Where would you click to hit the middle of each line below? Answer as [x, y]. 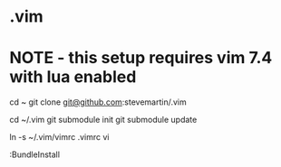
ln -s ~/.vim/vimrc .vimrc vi [60, 137]
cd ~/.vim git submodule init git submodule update [103, 120]
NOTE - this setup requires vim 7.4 [141, 58]
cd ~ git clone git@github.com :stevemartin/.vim [98, 102]
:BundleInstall [35, 154]
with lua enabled [73, 77]
